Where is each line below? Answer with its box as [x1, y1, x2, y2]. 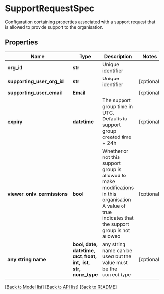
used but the [102, 253, 132, 260]
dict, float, [72, 253, 97, 260]
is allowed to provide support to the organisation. [5, 24, 104, 30]
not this [102, 154, 120, 160]
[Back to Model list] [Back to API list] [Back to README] [5, 284, 117, 290]
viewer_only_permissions [7, 190, 68, 197]
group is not [102, 227, 130, 234]
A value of [102, 202, 126, 209]
